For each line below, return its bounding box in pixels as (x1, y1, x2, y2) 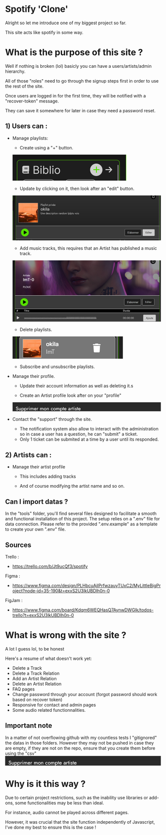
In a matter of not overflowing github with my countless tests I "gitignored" (5, 735, 157, 741)
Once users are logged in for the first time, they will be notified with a (5, 93, 146, 98)
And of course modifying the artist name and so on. (19, 483, 125, 489)
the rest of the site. (5, 83, 43, 89)
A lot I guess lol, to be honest (5, 646, 65, 651)
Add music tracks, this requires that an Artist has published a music (19, 245, 157, 251)
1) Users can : (5, 122, 48, 131)
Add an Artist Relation (12, 675, 57, 681)
